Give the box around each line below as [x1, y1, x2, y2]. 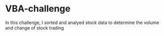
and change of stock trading [5, 24, 64, 30]
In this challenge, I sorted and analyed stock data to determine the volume [5, 19, 159, 25]
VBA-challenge [5, 3, 71, 14]
